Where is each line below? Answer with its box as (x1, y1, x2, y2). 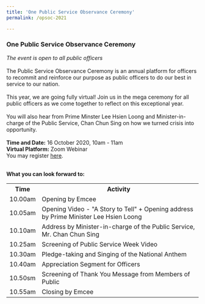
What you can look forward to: (6, 170, 85, 178)
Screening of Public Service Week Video (41, 240, 157, 248)
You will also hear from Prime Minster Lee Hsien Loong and (6, 113, 156, 120)
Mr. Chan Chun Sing (41, 230, 99, 238)
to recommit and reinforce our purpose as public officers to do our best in (6, 74, 192, 81)
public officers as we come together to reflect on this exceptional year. (6, 99, 184, 107)
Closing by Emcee (41, 287, 94, 296)
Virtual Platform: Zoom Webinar (6, 145, 88, 153)
